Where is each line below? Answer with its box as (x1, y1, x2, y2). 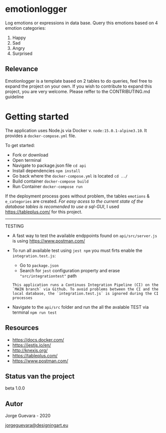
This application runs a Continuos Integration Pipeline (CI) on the (12, 282, 159, 288)
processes (12, 295, 33, 300)
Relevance (5, 65, 39, 73)
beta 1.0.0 (5, 385, 25, 391)
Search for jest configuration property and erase (19, 267, 120, 273)
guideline (5, 94, 24, 99)
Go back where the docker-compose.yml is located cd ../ (12, 173, 128, 179)
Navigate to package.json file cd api (12, 162, 86, 168)
